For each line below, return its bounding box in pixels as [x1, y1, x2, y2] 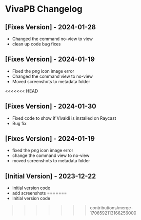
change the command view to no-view [12, 153, 90, 158]
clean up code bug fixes [12, 41, 61, 47]
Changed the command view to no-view [12, 73, 93, 79]
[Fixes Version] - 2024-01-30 [5, 102, 97, 110]
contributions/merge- [90, 205, 133, 211]
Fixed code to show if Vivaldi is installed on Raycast [12, 115, 116, 121]
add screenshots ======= [12, 190, 67, 196]
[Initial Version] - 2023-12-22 [5, 172, 96, 180]
